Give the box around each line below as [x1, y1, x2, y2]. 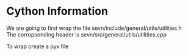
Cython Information [6, 4, 109, 18]
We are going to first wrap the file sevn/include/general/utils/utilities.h [6, 24, 182, 32]
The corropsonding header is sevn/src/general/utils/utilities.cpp [6, 30, 167, 38]
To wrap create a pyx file [6, 43, 69, 50]
